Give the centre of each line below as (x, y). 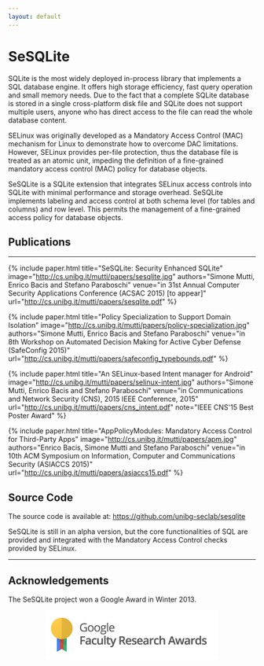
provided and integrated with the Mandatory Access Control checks (118, 540)
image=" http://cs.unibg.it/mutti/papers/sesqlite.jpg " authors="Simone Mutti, (132, 277)
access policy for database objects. (66, 217)
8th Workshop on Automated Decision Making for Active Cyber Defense (125, 342)
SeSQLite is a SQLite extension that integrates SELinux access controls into (130, 184)
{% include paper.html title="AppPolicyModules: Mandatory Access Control (130, 431)
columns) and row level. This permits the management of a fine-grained (125, 209)
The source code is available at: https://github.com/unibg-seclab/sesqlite (127, 517)
